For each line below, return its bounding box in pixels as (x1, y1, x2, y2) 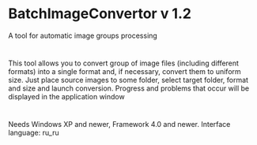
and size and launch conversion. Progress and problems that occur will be (8, 84, 250, 93)
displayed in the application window (8, 92, 125, 102)
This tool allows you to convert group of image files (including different (8, 58, 240, 68)
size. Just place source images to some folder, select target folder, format (8, 76, 249, 85)
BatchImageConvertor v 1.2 (8, 5, 192, 23)
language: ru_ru (8, 128, 59, 138)
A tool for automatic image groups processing (8, 31, 158, 40)
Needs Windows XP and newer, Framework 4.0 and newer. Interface (8, 120, 231, 129)
